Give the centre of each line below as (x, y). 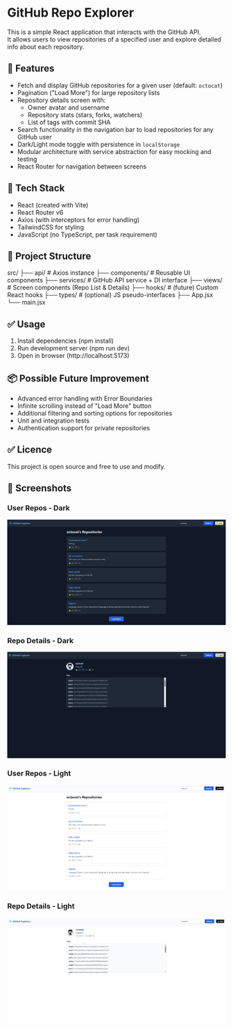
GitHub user (34, 137)
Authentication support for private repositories (84, 428)
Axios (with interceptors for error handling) (78, 219)
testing (27, 159)
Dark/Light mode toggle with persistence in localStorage (98, 144)
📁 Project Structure (49, 256)
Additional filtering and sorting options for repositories (95, 413)
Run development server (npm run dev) (74, 348)
